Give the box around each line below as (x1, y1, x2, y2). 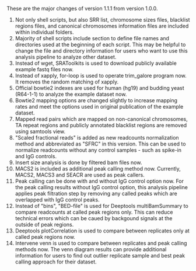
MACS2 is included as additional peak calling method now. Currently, (15, 165, 181, 172)
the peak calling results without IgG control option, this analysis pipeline (15, 184, 188, 190)
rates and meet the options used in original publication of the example (15, 103, 184, 110)
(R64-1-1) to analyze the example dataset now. (15, 91, 127, 98)
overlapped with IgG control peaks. (15, 196, 100, 203)
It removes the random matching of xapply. (15, 78, 119, 85)
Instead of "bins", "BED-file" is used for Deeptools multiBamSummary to (15, 203, 188, 209)
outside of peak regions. (15, 221, 74, 228)
